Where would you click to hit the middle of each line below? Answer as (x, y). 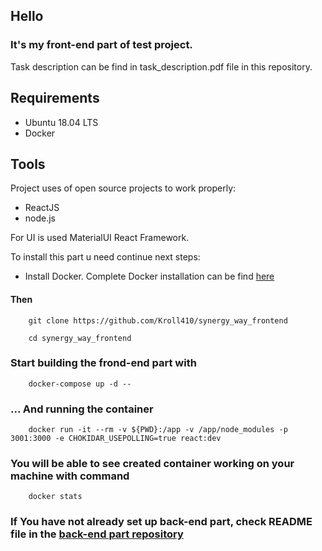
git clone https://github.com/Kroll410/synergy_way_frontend (158, 320)
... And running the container (82, 409)
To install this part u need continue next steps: (105, 257)
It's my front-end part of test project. (101, 45)
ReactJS (42, 208)
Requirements (55, 98)
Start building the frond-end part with (103, 363)
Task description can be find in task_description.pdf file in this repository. (161, 66)
